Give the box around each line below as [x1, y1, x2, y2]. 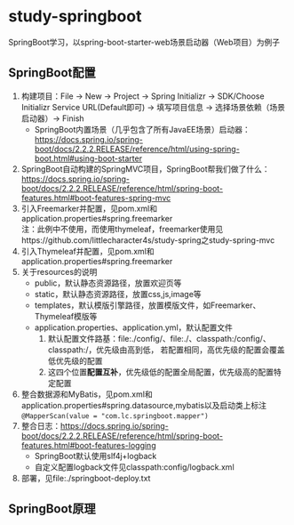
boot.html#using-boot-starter [34, 153, 143, 164]
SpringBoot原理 [8, 501, 97, 517]
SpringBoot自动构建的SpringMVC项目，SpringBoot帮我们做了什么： [20, 163, 270, 174]
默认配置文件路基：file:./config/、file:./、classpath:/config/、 [47, 333, 272, 343]
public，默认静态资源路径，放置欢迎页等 [34, 278, 182, 288]
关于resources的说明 [20, 266, 98, 277]
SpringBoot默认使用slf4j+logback [34, 450, 157, 461]
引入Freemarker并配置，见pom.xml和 [20, 203, 157, 214]
